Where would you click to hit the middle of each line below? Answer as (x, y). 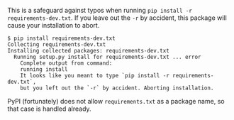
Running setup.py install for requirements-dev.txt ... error (107, 57)
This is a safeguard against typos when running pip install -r (100, 10)
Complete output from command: (66, 63)
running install (44, 70)
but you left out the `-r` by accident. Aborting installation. (117, 88)
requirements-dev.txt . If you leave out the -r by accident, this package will (117, 18)
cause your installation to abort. (54, 25)
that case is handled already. (49, 109)
